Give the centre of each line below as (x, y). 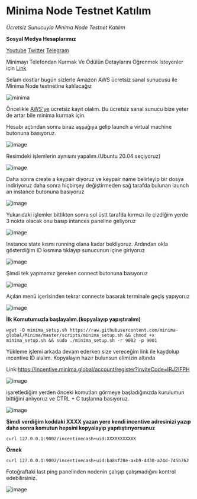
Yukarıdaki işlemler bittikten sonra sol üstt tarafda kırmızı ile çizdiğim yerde (97, 214)
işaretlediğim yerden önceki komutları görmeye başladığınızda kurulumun (95, 392)
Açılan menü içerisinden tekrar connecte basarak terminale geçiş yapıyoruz (98, 296)
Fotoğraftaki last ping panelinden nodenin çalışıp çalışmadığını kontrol (91, 471)
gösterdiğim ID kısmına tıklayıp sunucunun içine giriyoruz (76, 250)
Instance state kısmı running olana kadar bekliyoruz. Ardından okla (87, 244)
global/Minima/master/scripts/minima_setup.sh (64, 335)
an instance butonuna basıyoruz (45, 192)
